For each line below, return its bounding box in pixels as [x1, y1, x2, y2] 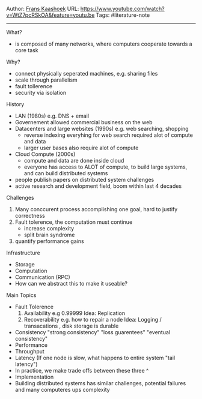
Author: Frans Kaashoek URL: [6, 5, 79, 12]
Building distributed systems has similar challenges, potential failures [14, 380, 186, 386]
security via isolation [14, 89, 67, 96]
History [6, 101, 25, 107]
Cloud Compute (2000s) [14, 151, 76, 158]
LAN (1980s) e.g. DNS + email [14, 112, 89, 119]
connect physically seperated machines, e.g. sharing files [14, 70, 158, 77]
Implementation [14, 373, 54, 380]
